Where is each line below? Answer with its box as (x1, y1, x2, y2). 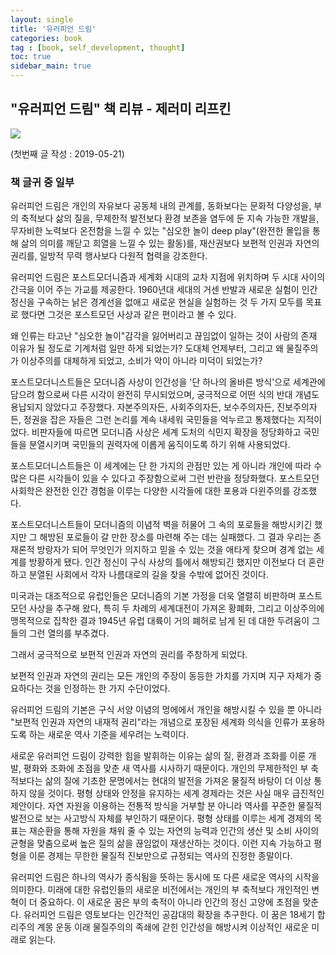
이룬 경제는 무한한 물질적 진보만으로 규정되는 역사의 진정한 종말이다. (28, 850, 293, 862)
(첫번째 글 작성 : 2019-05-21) (10, 147, 125, 160)
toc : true (10, 52, 52, 62)
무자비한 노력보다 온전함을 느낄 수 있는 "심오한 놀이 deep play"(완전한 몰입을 (10, 225, 311, 237)
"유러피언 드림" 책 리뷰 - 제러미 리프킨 (10, 101, 232, 118)
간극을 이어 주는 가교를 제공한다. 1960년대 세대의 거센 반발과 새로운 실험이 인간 (10, 284, 318, 296)
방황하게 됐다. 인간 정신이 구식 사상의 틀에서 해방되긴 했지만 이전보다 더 (28, 556, 307, 568)
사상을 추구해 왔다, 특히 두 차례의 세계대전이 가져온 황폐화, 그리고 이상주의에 (28, 602, 325, 615)
